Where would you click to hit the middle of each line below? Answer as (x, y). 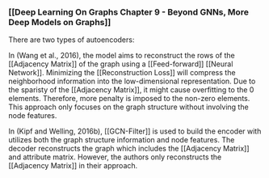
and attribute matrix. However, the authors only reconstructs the (115, 157)
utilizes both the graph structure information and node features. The (122, 140)
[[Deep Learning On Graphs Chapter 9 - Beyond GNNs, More (128, 12)
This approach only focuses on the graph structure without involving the (128, 107)
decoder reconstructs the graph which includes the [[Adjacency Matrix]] (129, 149)
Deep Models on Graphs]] (60, 22)
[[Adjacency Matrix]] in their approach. (73, 166)
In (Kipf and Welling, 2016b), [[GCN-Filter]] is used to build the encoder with (135, 131)
